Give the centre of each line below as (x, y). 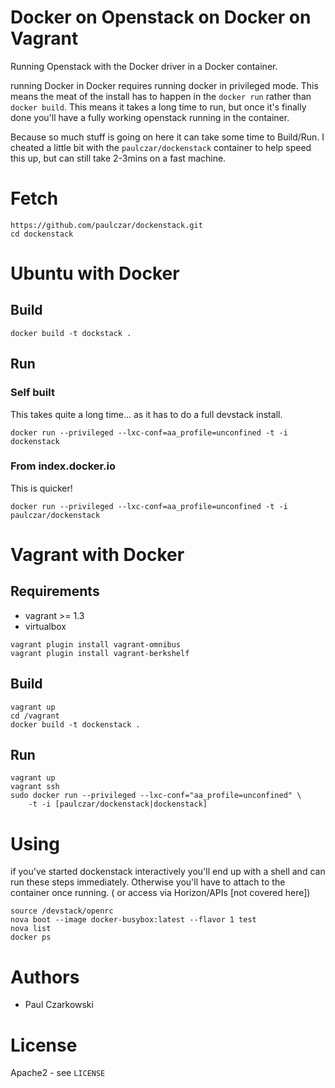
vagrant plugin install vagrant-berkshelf (100, 653)
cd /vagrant (35, 716)
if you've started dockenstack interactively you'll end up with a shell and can (168, 872)
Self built (32, 393)
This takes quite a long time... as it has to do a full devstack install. (146, 414)
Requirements (55, 591)
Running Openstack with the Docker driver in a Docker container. (144, 66)
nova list (31, 929)
